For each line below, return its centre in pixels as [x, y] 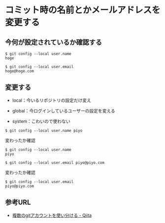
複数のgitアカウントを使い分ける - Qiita [52, 215]
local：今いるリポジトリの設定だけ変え [51, 100]
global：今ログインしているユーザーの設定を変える [64, 111]
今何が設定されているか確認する [54, 42]
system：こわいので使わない [41, 121]
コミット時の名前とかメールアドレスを [83, 10]
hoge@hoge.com [20, 71]
